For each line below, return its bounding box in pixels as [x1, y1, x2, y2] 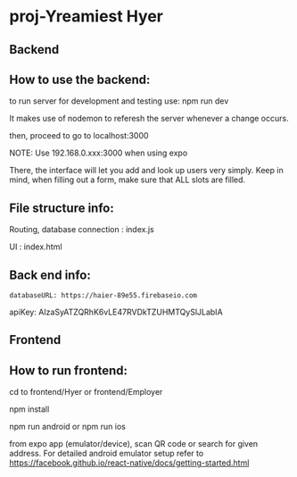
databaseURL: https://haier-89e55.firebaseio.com [9, 291, 198, 300]
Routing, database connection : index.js [9, 224, 154, 235]
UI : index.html [9, 241, 62, 252]
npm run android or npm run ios [9, 422, 127, 432]
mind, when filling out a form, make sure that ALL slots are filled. [9, 174, 246, 185]
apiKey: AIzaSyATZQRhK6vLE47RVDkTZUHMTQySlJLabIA [9, 306, 223, 318]
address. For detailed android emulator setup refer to [9, 448, 204, 459]
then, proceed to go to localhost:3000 [9, 130, 149, 141]
